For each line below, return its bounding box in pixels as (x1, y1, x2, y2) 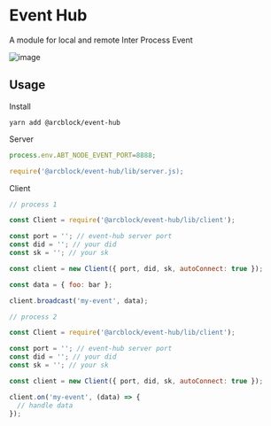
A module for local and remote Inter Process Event (9, 35, 193, 45)
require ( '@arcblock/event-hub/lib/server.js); (9, 167, 184, 175)
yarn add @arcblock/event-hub (9, 118, 121, 127)
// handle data (17, 400, 74, 410)
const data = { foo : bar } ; (9, 280, 113, 289)
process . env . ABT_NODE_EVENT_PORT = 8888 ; (9, 151, 157, 159)
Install (9, 101, 31, 112)
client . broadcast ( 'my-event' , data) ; (9, 296, 149, 306)
